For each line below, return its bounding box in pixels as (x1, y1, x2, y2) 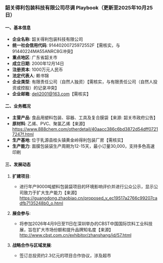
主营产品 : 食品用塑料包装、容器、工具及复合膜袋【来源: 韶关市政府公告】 (12, 115, 158, 121)
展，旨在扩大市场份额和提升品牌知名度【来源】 (19, 227, 113, 232)
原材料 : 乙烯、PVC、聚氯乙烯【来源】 (12, 121, 88, 127)
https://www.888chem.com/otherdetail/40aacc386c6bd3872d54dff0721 (12, 126, 158, 132)
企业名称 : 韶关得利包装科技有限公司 (12, 36, 83, 42)
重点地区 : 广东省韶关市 (12, 54, 57, 60)
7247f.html (12, 131, 34, 137)
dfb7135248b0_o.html (19, 200, 63, 206)
